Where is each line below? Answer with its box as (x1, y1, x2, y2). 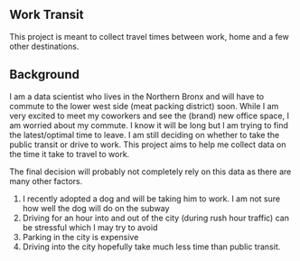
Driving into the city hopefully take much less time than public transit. (22, 241, 281, 252)
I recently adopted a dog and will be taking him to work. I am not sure (22, 193, 281, 204)
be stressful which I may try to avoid (22, 221, 158, 233)
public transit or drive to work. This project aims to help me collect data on (9, 139, 286, 150)
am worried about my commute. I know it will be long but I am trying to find (9, 119, 289, 130)
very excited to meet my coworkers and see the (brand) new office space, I (9, 110, 289, 121)
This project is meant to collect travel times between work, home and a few (9, 31, 289, 42)
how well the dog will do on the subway (22, 202, 170, 213)
